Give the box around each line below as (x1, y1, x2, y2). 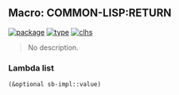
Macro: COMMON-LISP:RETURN (8, 6, 172, 20)
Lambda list (8, 63, 54, 74)
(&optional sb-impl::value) (8, 81, 102, 89)
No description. (27, 43, 79, 52)
